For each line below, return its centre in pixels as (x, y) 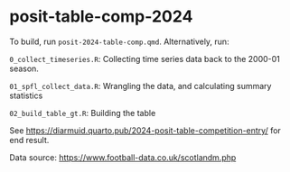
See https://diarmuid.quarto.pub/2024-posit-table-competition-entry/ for (145, 130)
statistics (26, 95)
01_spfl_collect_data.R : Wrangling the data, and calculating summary (140, 86)
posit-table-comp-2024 (101, 17)
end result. (29, 140)
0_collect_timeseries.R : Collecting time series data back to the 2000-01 (145, 59)
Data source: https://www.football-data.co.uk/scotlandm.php (123, 157)
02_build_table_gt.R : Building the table (83, 113)
